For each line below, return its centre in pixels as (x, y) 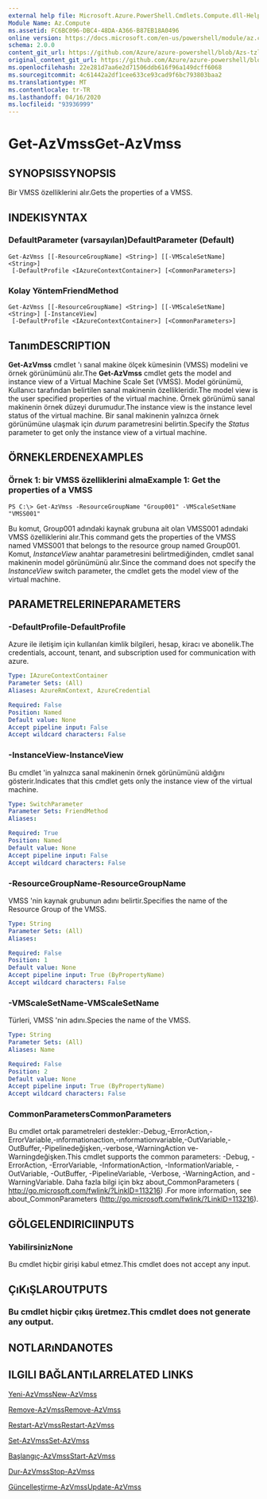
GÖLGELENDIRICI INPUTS (72, 1224)
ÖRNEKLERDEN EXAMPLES (76, 458)
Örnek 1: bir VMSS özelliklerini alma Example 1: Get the (114, 481)
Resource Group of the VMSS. (58, 908)
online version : (35, 38)
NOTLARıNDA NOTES (61, 1348)
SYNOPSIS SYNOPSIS (62, 173)
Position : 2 (28, 1071)
